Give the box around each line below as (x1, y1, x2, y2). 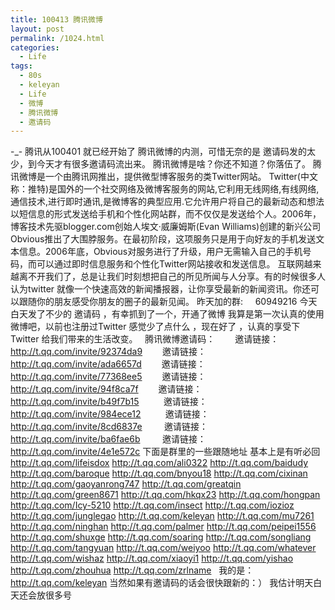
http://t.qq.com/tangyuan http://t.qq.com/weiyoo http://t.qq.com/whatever (10, 542, 317, 554)
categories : (10, 42, 60, 53)
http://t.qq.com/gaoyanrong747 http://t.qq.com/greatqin (10, 478, 242, 490)
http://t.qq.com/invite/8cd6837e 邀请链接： (10, 421, 209, 433)
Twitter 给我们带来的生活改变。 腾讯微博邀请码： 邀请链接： (10, 333, 280, 345)
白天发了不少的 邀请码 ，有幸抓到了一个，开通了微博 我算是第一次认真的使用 (10, 308, 325, 320)
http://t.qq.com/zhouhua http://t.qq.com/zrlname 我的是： (10, 564, 255, 576)
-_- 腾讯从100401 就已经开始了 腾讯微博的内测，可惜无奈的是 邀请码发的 (10, 146, 307, 158)
